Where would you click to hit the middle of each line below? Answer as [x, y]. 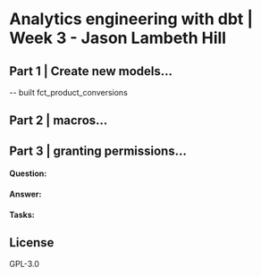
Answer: [25, 194]
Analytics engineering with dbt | [131, 19]
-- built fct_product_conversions [68, 92]
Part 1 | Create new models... [91, 71]
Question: [28, 173]
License [32, 243]
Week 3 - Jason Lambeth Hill [118, 38]
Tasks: [22, 214]
